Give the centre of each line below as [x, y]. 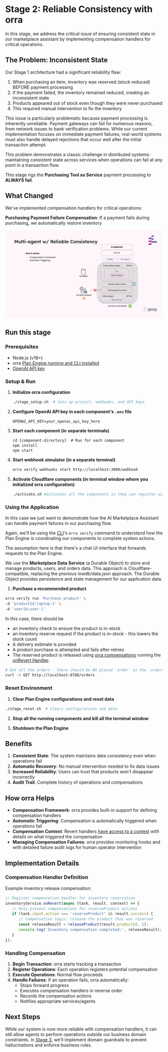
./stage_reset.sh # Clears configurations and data [61, 709]
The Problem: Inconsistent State [56, 60]
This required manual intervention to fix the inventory [67, 108]
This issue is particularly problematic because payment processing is [76, 118]
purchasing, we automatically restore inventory [53, 223]
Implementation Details [42, 863]
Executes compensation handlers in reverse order [71, 990]
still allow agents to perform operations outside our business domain [76, 1034]
